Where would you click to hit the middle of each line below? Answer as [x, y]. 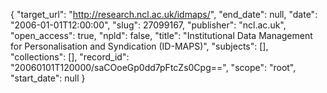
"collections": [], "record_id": [70, 57]
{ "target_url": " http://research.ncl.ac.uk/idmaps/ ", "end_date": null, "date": [164, 14]
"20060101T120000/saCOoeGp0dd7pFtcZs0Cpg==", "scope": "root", [153, 67]
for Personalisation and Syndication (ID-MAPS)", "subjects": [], [139, 46]
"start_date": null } [48, 78]
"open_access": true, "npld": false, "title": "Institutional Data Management [161, 35]
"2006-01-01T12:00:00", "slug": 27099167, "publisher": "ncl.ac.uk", [148, 25]
